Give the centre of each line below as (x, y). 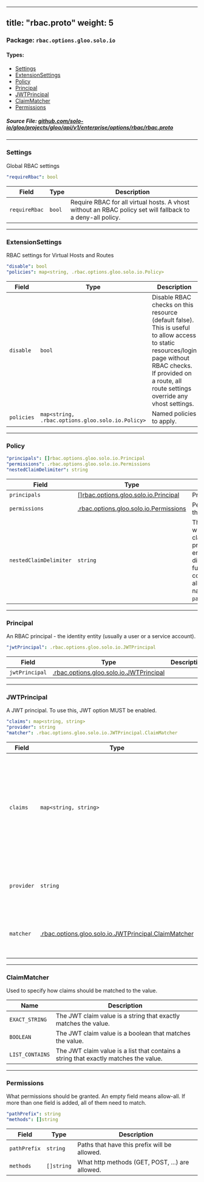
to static (163, 342)
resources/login (174, 350)
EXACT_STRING (28, 1020)
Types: (15, 55)
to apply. (164, 421)
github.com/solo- (61, 121)
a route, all (167, 381)
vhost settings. (173, 403)
